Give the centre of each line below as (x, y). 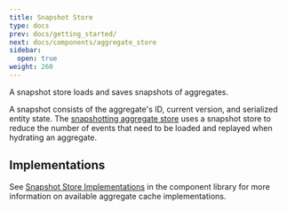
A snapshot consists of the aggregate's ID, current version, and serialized (143, 109)
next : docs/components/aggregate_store (83, 42)
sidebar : (25, 51)
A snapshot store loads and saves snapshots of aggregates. (119, 92)
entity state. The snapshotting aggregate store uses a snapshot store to (140, 118)
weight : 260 (31, 67)
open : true (37, 58)
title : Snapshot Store (51, 17)
